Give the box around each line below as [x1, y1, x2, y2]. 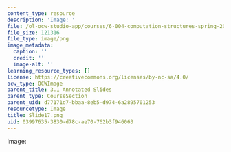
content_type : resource [7, 10, 76, 17]
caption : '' [13, 49, 48, 55]
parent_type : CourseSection [7, 93, 88, 100]
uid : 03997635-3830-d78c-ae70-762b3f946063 [7, 118, 134, 125]
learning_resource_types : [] [7, 67, 91, 74]
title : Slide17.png [7, 112, 63, 118]
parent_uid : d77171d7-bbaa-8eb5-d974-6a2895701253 [7, 99, 155, 106]
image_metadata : [7, 42, 54, 49]
